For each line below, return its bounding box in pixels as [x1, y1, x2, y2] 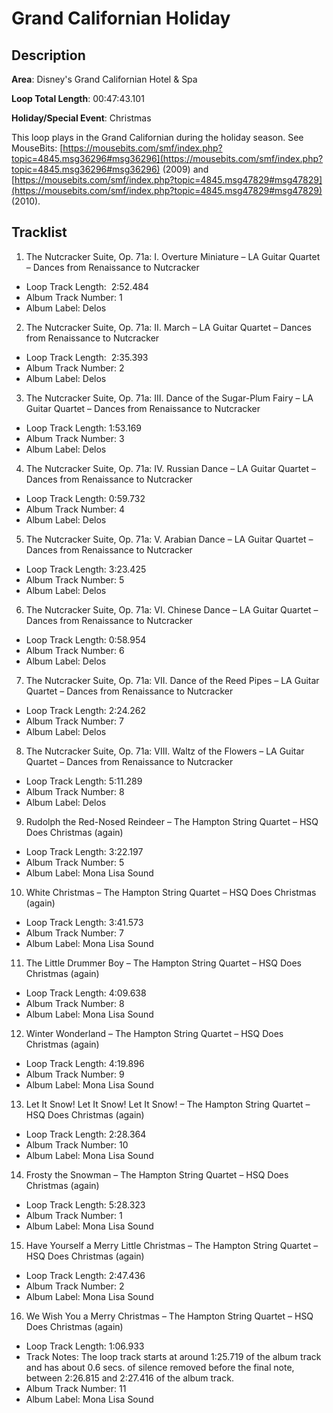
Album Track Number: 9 [25, 1068, 125, 1080]
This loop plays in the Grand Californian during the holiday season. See [11, 132, 304, 143]
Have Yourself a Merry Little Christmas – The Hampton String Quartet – [25, 1239, 319, 1251]
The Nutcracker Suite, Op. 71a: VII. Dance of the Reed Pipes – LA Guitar [25, 674, 320, 686]
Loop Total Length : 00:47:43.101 [11, 93, 145, 104]
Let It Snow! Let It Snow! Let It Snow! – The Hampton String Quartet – [25, 1098, 311, 1110]
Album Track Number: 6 [25, 644, 125, 656]
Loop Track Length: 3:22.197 [25, 845, 144, 857]
